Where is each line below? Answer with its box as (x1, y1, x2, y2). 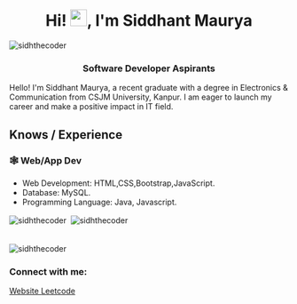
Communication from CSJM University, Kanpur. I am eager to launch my (9, 92, 272, 102)
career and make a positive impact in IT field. (9, 101, 174, 112)
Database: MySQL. (21, 187, 91, 197)
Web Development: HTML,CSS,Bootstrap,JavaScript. (21, 178, 215, 188)
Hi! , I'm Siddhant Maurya (45, 11, 253, 31)
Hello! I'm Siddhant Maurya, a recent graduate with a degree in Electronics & (9, 83, 288, 93)
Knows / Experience (9, 127, 122, 142)
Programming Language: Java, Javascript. (21, 196, 177, 207)
